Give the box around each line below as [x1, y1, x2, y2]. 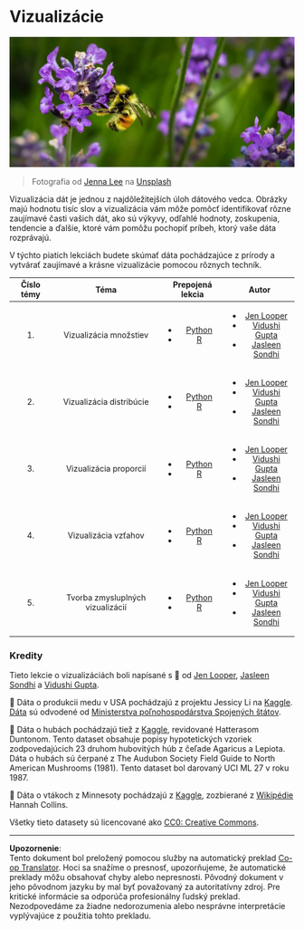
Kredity [9, 649, 43, 662]
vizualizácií [85, 602, 127, 613]
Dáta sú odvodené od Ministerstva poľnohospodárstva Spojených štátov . [9, 706, 281, 717]
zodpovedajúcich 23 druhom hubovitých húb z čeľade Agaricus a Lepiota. [9, 743, 286, 754]
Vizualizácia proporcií [66, 464, 147, 475]
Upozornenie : [9, 843, 62, 854]
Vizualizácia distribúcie [62, 396, 149, 407]
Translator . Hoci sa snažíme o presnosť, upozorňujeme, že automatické [21, 862, 287, 873]
